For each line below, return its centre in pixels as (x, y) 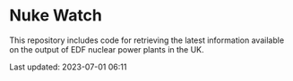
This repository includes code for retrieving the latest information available (147, 40)
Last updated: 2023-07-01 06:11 (68, 67)
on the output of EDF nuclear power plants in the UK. (107, 49)
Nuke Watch (56, 16)
